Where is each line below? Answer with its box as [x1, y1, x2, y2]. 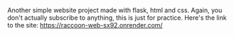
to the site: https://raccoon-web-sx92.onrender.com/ [7, 21, 163, 29]
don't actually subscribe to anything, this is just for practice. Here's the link [7, 13, 227, 22]
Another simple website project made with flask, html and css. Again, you [7, 6, 223, 14]
